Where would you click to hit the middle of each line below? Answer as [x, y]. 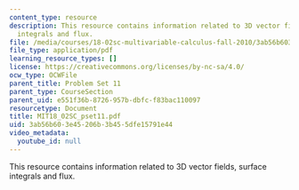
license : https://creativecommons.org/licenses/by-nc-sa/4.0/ [127, 67]
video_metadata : [39, 133]
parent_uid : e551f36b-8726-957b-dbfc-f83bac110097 [105, 100]
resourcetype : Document [53, 108]
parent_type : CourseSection [61, 91]
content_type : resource [53, 17]
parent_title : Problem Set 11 [65, 83]
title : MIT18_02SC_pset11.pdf [65, 116]
